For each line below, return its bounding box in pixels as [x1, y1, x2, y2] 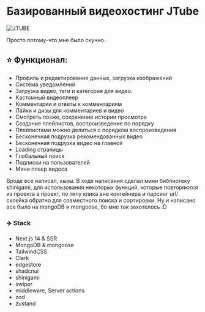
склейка [6, 196, 28, 204]
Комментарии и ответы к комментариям [15, 100, 122, 108]
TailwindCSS [15, 248, 48, 255]
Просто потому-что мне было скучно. [6, 36, 106, 43]
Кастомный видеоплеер [15, 94, 78, 101]
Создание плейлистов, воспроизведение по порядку [15, 119, 154, 127]
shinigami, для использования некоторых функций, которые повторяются [6, 184, 199, 191]
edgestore [15, 261, 42, 269]
